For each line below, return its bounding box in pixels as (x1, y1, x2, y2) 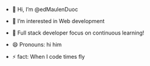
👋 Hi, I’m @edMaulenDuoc (12, 6, 78, 13)
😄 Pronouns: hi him (12, 41, 62, 48)
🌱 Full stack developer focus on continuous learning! (12, 29, 145, 36)
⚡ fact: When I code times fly (12, 53, 85, 60)
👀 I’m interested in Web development (12, 18, 105, 24)
